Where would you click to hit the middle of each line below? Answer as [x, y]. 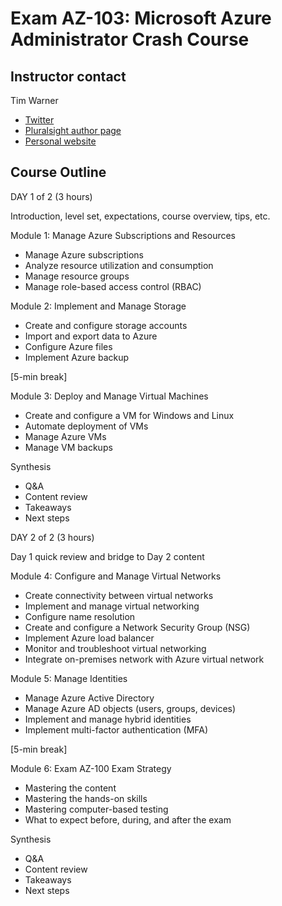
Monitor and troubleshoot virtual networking [115, 648]
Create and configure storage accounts [106, 325]
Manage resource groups [77, 276]
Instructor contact [68, 76]
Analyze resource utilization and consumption [119, 265]
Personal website [60, 141]
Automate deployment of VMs [86, 426]
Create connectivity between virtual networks [119, 595]
